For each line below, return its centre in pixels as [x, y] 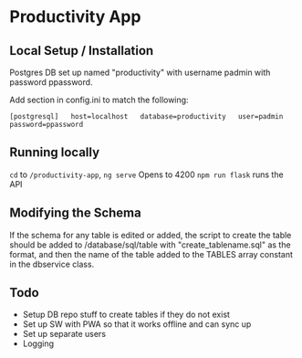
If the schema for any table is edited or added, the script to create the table [151, 235]
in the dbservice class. [52, 264]
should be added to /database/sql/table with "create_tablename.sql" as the [150, 245]
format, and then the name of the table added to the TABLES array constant [151, 254]
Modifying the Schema [75, 213]
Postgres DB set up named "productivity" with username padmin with [140, 72]
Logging [38, 343]
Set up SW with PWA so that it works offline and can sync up [137, 324]
